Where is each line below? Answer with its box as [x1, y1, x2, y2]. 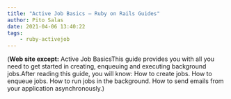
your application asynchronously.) [7, 84, 105, 93]
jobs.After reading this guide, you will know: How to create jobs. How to [7, 70, 212, 78]
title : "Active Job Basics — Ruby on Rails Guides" [7, 10, 160, 17]
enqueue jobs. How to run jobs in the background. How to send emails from [7, 77, 224, 85]
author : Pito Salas [7, 17, 64, 24]
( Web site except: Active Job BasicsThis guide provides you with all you [7, 55, 214, 63]
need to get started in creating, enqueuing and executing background [7, 62, 207, 71]
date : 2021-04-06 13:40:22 [7, 23, 86, 30]
